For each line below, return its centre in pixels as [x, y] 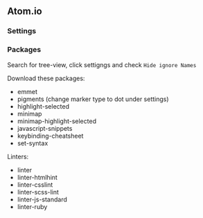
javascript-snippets [45, 128]
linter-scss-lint [38, 192]
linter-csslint [35, 184]
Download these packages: [46, 78]
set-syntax [33, 143]
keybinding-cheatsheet [50, 136]
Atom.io [25, 11]
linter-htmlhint [37, 177]
